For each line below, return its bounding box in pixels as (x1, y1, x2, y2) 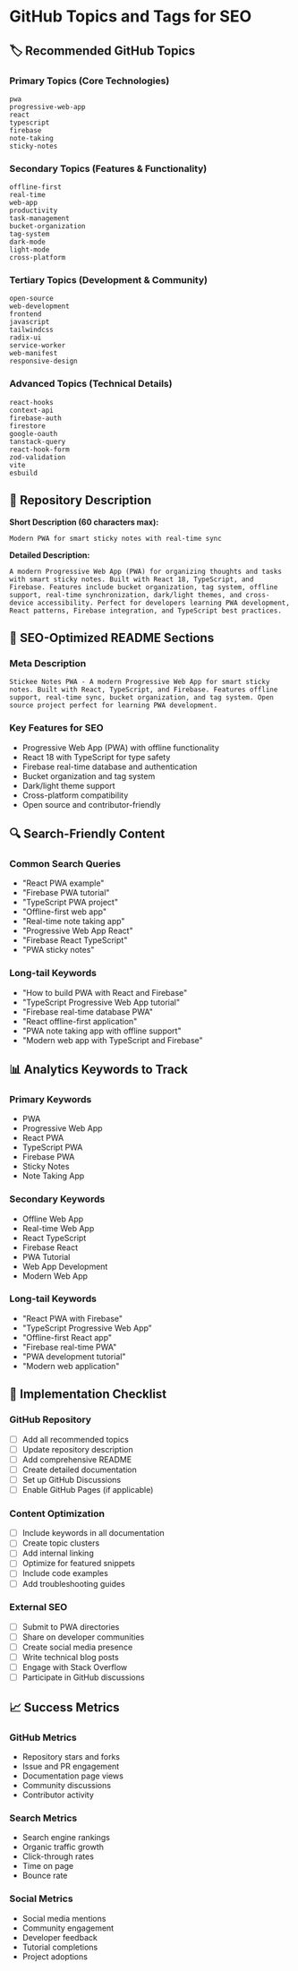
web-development (9, 302, 70, 311)
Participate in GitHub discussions (21, 1672, 145, 1683)
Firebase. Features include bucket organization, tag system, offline (9, 582, 278, 592)
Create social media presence (21, 1641, 133, 1652)
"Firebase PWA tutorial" (21, 887, 110, 898)
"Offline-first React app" (21, 1332, 113, 1342)
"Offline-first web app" (21, 906, 107, 917)
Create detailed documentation (21, 1464, 137, 1475)
